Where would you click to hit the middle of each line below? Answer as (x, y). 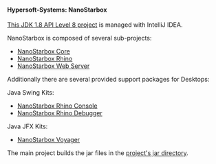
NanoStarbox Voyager (48, 140)
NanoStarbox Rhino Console (57, 106)
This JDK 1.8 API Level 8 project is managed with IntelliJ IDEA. (95, 25)
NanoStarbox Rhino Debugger (60, 113)
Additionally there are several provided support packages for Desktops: (108, 80)
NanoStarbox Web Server (53, 66)
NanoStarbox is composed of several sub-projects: (79, 38)
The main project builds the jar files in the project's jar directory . (98, 153)
